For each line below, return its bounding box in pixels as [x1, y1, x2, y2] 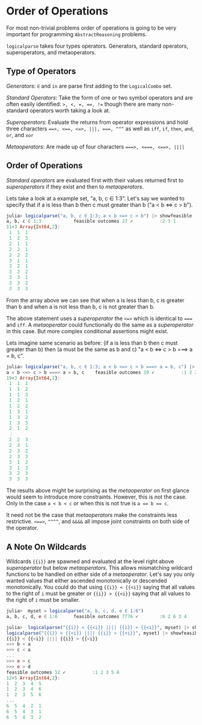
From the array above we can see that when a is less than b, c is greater [6, 296, 185, 304]
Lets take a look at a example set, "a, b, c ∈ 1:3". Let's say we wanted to [6, 194, 185, 202]
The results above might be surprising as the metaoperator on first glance [6, 487, 189, 494]
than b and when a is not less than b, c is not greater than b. [6, 303, 155, 310]
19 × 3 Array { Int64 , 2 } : [6, 375, 61, 381]
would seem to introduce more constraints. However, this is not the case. [6, 493, 187, 500]
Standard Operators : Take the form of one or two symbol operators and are [6, 94, 194, 101]
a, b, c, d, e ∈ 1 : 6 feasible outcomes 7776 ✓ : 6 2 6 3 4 [6, 613, 187, 619]
